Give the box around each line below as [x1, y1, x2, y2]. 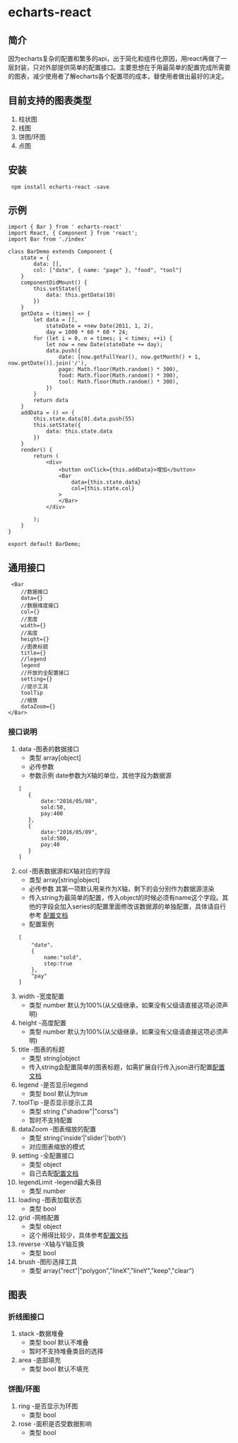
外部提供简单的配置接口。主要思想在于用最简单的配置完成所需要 [44, 63, 231, 72]
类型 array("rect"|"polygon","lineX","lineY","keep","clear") [28, 1266, 195, 1274]
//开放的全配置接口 [20, 670, 70, 677]
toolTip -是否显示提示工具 [18, 1098, 93, 1107]
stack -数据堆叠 [18, 1329, 64, 1338]
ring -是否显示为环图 [18, 1401, 78, 1410]
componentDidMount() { [20, 279, 88, 287]
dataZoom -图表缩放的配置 [18, 1124, 96, 1133]
